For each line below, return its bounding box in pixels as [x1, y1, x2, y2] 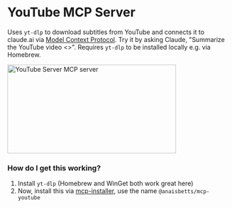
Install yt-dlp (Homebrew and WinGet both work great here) [17, 179, 194, 188]
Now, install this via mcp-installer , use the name [17, 187, 158, 195]
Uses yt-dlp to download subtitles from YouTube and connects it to [7, 28, 204, 36]
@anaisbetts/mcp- [158, 188, 210, 195]
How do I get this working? [7, 163, 101, 173]
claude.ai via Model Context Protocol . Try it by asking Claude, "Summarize [7, 35, 226, 43]
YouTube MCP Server [7, 4, 136, 21]
